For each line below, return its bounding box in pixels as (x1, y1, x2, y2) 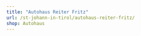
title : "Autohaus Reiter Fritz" (6, 9, 89, 15)
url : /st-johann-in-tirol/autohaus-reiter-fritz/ (6, 15, 136, 21)
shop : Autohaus (6, 20, 45, 26)
